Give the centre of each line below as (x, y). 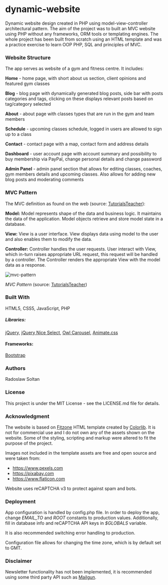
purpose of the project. (29, 443)
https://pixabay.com (33, 473)
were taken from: (23, 458)
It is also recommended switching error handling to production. (70, 533)
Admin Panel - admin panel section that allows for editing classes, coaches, (84, 169)
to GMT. (14, 548)
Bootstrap (16, 355)
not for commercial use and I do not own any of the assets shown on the (80, 432)
